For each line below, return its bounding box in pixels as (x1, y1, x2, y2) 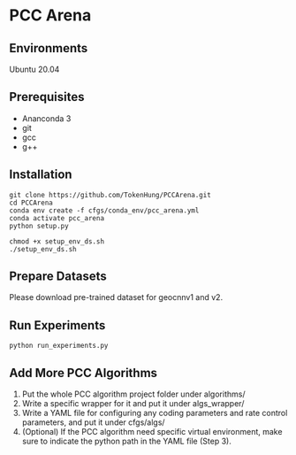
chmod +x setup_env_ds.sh (9, 236, 104, 246)
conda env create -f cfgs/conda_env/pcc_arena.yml (9, 205, 200, 215)
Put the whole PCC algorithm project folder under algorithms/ (21, 389, 246, 399)
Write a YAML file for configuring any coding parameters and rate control (21, 408, 288, 419)
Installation (9, 167, 72, 182)
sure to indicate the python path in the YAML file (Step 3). (21, 436, 231, 447)
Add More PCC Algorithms (9, 365, 157, 381)
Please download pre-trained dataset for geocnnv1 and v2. (9, 292, 224, 303)
